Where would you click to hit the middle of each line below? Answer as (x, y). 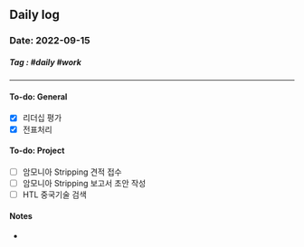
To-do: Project (37, 151)
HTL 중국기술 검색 (55, 195)
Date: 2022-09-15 (50, 41)
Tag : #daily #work (45, 62)
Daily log (35, 15)
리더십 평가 (42, 118)
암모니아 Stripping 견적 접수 (72, 172)
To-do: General (38, 96)
